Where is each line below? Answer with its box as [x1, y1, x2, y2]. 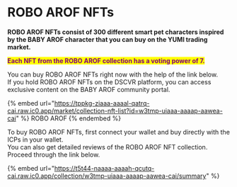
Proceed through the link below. [7, 150, 100, 159]
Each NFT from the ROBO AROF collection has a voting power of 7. [7, 56, 205, 64]
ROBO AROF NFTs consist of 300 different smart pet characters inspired [7, 28, 224, 36]
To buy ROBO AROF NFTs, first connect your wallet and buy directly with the [7, 127, 230, 136]
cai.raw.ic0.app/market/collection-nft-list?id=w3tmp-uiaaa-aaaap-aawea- [7, 106, 223, 115]
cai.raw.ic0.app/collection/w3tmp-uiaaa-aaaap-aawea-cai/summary [7, 171, 207, 180]
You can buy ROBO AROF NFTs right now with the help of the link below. [7, 70, 218, 79]
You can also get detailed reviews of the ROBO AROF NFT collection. [7, 142, 208, 151]
